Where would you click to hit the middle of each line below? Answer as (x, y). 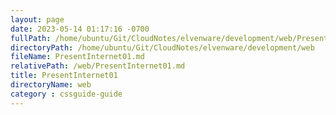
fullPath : (31, 38)
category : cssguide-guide (66, 94)
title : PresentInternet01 (64, 76)
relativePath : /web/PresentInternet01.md (98, 66)
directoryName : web (51, 85)
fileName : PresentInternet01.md (77, 57)
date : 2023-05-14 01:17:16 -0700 (80, 29)
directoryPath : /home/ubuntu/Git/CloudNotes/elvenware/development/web (162, 47)
